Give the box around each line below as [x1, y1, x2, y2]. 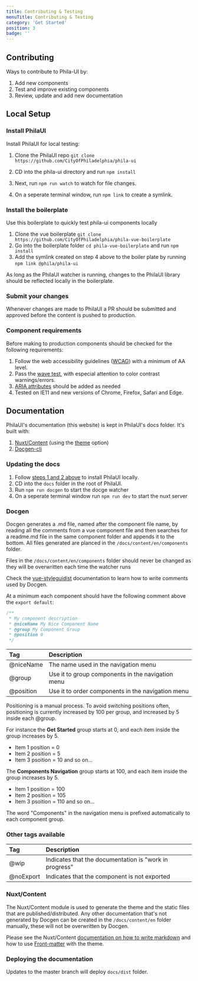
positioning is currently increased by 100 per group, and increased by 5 [6, 709, 180, 716]
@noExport [9, 873, 40, 881]
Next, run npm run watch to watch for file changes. [14, 179, 137, 186]
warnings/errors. [14, 376, 56, 383]
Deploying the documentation [6, 954, 93, 963]
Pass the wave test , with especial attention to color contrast [14, 370, 160, 377]
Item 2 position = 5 [14, 750, 61, 758]
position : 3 [6, 25, 35, 31]
